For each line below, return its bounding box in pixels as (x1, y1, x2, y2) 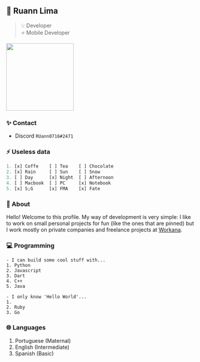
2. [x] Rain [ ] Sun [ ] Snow (6, 169, 101, 175)
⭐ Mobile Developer (20, 29, 70, 36)
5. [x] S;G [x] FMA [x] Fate (6, 185, 101, 191)
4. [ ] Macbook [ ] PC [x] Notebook (6, 180, 111, 186)
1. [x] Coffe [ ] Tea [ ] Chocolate (6, 163, 114, 169)
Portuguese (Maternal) (14, 337, 71, 344)
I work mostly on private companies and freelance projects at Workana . (6, 226, 183, 233)
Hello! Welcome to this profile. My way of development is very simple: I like (6, 214, 192, 221)
